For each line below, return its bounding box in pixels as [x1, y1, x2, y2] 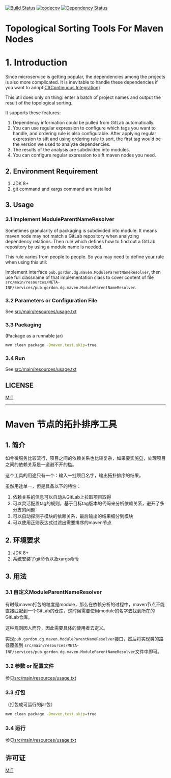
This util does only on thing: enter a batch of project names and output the [5, 94, 161, 100]
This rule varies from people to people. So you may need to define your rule [5, 253, 164, 260]
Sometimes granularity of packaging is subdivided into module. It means [5, 227, 157, 234]
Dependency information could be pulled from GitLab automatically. [12, 120, 155, 126]
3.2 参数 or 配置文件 [5, 662, 54, 669]
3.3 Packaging [5, 321, 42, 328]
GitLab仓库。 [5, 614, 33, 620]
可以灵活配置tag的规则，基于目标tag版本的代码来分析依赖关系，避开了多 [12, 500, 164, 507]
